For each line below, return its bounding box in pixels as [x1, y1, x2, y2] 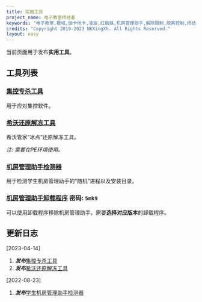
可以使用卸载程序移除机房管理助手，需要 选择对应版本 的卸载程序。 [6, 209, 170, 216]
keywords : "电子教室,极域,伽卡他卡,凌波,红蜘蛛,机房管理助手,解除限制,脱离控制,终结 [6, 20, 197, 26]
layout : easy [6, 31, 39, 37]
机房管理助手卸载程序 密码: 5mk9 [6, 194, 98, 202]
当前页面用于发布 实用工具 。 [6, 49, 75, 56]
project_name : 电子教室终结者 [6, 14, 76, 20]
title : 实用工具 [6, 8, 43, 15]
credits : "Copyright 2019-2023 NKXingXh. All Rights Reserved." [6, 25, 171, 32]
